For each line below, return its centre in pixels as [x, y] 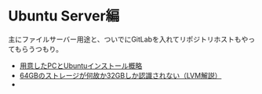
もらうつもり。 [39, 49]
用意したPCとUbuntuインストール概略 [81, 65]
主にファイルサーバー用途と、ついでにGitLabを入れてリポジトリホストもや [128, 39]
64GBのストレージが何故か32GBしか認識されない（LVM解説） [120, 75]
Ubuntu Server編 [64, 16]
